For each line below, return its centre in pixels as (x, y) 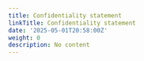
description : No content (49, 45)
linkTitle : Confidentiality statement (72, 23)
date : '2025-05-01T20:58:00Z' (58, 30)
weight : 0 (25, 38)
